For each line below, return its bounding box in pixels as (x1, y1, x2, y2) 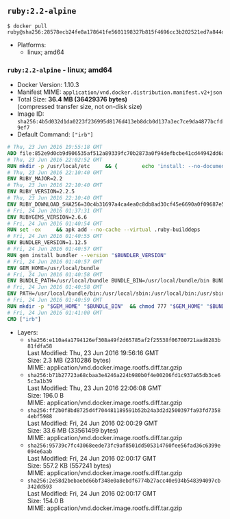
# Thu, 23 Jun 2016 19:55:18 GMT (7, 144, 103, 151)
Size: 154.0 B (27, 496, 64, 505)
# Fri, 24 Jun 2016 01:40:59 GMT (7, 297, 103, 304)
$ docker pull (7, 23, 48, 29)
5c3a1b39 (27, 378, 53, 385)
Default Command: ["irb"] (16, 130, 94, 138)
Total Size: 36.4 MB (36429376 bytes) (16, 95, 128, 104)
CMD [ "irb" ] (7, 315, 41, 322)
